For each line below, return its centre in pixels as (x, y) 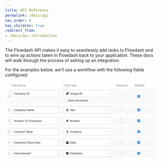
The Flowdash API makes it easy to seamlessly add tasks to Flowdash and (79, 50)
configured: (16, 75)
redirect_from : (20, 31)
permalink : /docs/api (27, 15)
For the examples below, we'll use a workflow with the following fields (75, 70)
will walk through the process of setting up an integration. (63, 60)
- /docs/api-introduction (31, 36)
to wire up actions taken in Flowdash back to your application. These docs (79, 55)
